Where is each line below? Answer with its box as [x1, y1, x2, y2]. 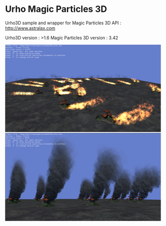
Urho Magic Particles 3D [5, 3, 107, 15]
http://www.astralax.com [5, 25, 56, 31]
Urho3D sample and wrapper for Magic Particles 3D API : [5, 20, 122, 26]
